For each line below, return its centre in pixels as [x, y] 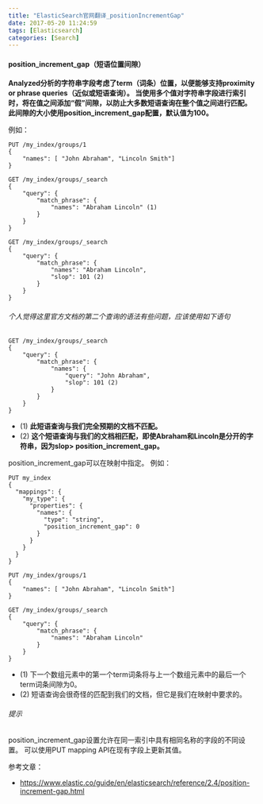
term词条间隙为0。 [50, 684]
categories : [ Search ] [44, 38]
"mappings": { [38, 492]
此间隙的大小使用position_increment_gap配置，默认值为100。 [111, 113]
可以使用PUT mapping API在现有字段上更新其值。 [105, 750]
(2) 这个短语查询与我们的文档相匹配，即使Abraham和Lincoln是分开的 [133, 436]
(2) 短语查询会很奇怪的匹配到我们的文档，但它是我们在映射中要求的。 [133, 694]
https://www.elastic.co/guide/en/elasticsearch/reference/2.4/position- [135, 783]
